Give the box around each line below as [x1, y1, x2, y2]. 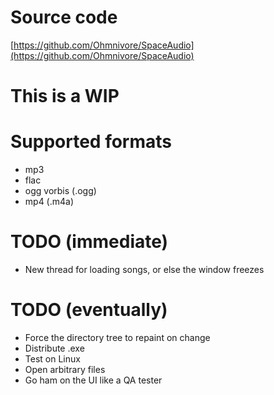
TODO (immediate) [10, 231, 169, 253]
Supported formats [10, 131, 172, 153]
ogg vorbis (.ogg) [24, 185, 97, 197]
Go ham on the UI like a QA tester [24, 374, 163, 386]
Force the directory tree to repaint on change [24, 331, 211, 343]
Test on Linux [24, 352, 81, 365]
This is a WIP [10, 85, 120, 108]
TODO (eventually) [10, 299, 168, 321]
